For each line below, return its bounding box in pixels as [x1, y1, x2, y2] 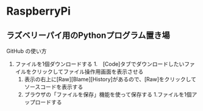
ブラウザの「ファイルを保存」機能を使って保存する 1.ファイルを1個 [24, 91, 192, 98]
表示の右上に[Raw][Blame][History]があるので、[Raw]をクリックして [24, 76, 197, 83]
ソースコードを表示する [24, 84, 84, 90]
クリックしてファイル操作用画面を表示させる [31, 68, 144, 75]
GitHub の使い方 [6, 48, 47, 54]
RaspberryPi [6, 4, 71, 18]
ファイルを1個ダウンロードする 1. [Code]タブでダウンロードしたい [15, 60, 185, 68]
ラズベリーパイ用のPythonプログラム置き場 [6, 30, 171, 40]
